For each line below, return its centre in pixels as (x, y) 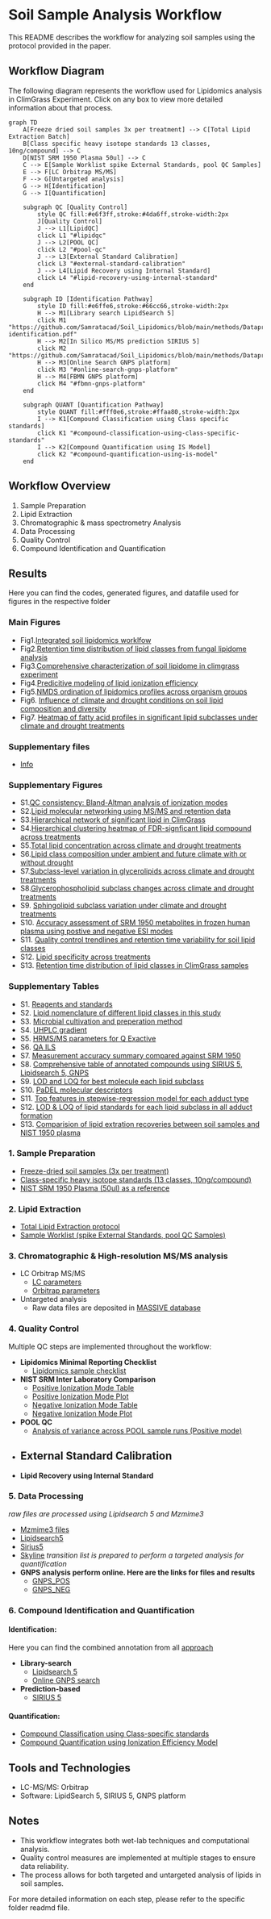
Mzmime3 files (45, 1529)
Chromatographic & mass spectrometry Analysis (100, 523)
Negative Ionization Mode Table (85, 1404)
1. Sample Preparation (52, 1153)
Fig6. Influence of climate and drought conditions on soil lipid (121, 700)
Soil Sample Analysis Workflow (115, 15)
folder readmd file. (39, 1907)
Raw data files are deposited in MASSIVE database (117, 1308)
